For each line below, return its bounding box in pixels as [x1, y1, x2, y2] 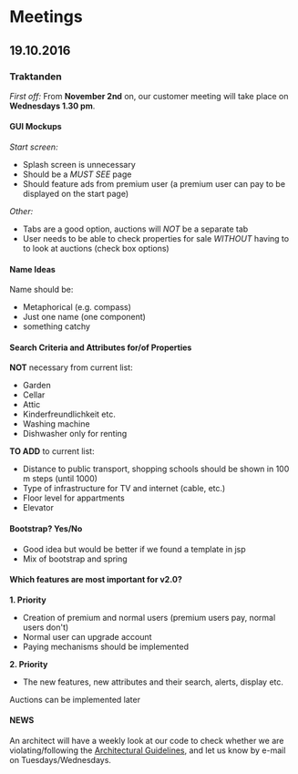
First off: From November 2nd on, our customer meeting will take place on [9, 90, 289, 101]
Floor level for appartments [22, 492, 125, 503]
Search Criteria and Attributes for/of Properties [9, 342, 192, 353]
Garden [22, 380, 52, 391]
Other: [9, 206, 34, 217]
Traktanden [9, 70, 62, 83]
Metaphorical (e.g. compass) [22, 302, 132, 313]
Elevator [22, 502, 55, 513]
